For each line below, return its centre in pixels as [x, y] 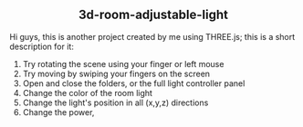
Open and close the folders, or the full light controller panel [134, 83]
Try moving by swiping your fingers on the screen [116, 73]
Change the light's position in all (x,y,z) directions [115, 103]
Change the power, [58, 112]
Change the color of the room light [88, 93]
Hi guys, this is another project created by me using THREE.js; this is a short [152, 36]
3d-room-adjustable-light [153, 15]
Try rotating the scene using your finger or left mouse [123, 63]
